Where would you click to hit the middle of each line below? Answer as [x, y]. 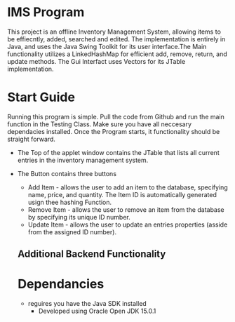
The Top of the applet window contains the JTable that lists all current [118, 152]
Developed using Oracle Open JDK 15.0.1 [97, 311]
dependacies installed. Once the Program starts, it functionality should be [114, 131]
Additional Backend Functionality [92, 254]
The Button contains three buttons [67, 173]
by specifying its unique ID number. [79, 217]
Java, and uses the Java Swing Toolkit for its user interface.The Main [107, 46]
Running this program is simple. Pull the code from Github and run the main [116, 116]
